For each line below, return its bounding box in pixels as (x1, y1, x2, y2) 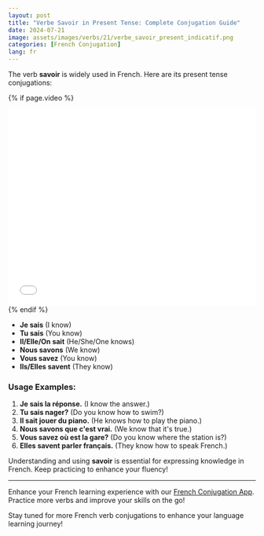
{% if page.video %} (8, 94, 75, 102)
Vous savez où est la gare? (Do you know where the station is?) (19, 433, 227, 442)
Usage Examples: (8, 381, 76, 392)
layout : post (8, 11, 51, 20)
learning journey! (8, 519, 64, 529)
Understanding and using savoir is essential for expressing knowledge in (8, 457, 244, 466)
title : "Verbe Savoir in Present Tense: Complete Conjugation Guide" (8, 19, 241, 27)
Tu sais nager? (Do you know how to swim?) (19, 408, 165, 417)
